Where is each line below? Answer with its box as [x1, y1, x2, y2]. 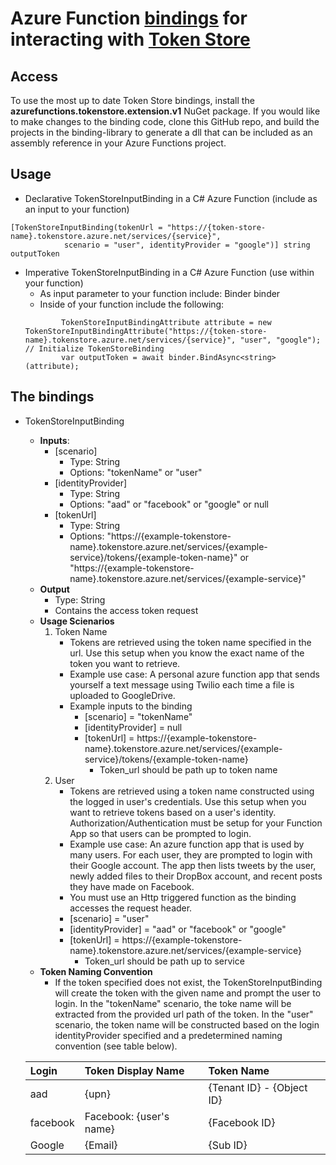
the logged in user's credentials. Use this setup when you [69, 795, 307, 807]
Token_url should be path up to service [84, 955, 245, 967]
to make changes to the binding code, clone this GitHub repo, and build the [10, 116, 320, 127]
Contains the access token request [54, 604, 199, 616]
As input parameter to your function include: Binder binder [39, 287, 281, 299]
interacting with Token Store [10, 28, 251, 51]
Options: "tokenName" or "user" [69, 466, 203, 478]
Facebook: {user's [84, 1109, 170, 1123]
